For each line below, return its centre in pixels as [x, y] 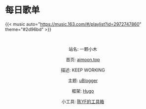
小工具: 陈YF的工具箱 [83, 101]
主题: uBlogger [83, 80]
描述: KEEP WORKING [83, 70]
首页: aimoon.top [83, 59]
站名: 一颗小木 [83, 49]
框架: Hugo [83, 91]
